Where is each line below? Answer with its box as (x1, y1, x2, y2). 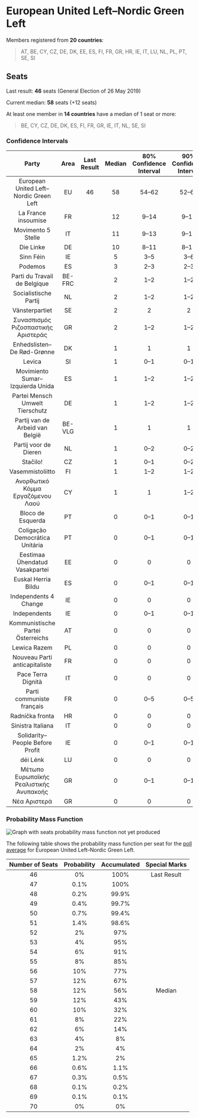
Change (21, 600, 43, 608)
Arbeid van (17, 424, 48, 432)
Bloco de (20, 509, 45, 518)
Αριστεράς (17, 331, 47, 339)
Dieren (23, 448, 41, 456)
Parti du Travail (11, 272, 53, 281)
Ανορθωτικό (15, 477, 49, 486)
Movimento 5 (14, 226, 51, 234)
